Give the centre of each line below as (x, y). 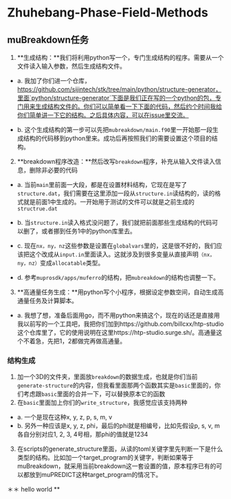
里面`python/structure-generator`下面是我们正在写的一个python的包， (116, 98)
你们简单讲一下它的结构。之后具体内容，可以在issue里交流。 (103, 115)
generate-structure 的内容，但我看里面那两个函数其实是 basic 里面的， (116, 386)
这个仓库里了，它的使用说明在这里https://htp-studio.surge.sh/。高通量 (117, 332)
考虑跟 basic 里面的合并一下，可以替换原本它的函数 (94, 394)
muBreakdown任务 (48, 40)
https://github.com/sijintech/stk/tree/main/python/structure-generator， (119, 89)
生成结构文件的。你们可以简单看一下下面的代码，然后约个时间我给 (129, 107)
